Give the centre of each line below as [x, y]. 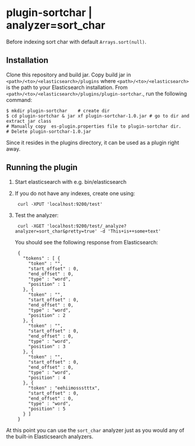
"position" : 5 [47, 409]
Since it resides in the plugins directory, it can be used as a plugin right [93, 142]
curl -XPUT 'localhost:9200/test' [60, 204]
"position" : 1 [47, 284]
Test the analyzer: [37, 215]
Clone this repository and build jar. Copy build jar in [69, 75]
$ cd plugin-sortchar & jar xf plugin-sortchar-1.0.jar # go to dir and [98, 116]
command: [19, 100]
